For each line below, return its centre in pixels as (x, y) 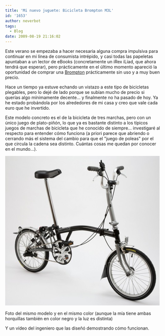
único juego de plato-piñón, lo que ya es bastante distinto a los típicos (77, 123)
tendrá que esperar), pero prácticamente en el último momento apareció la (81, 67)
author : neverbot (23, 21)
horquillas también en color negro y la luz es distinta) (59, 318)
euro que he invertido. (28, 108)
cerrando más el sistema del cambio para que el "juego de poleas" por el (80, 139)
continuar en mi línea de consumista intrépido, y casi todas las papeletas (79, 56)
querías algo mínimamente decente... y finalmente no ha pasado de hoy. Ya (82, 97)
